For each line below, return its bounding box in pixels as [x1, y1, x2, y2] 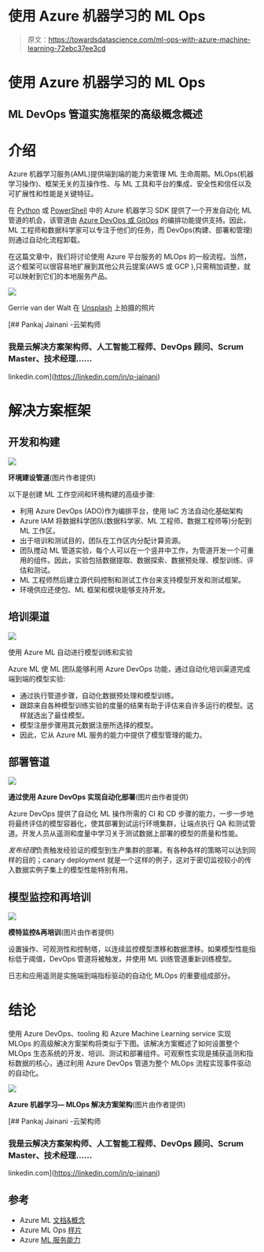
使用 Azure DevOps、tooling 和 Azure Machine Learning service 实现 [8, 1029, 232, 1039]
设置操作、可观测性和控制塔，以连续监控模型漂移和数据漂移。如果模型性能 [8, 944, 249, 954]
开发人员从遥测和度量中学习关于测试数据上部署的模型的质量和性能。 [21, 828, 242, 839]
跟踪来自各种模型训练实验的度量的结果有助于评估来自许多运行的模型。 [19, 700, 247, 709]
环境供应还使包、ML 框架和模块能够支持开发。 [19, 584, 170, 595]
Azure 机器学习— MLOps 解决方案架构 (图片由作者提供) [8, 1100, 186, 1109]
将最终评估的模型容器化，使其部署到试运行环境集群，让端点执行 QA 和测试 [8, 819, 249, 828]
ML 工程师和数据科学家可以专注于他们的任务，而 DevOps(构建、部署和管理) [8, 225, 253, 235]
